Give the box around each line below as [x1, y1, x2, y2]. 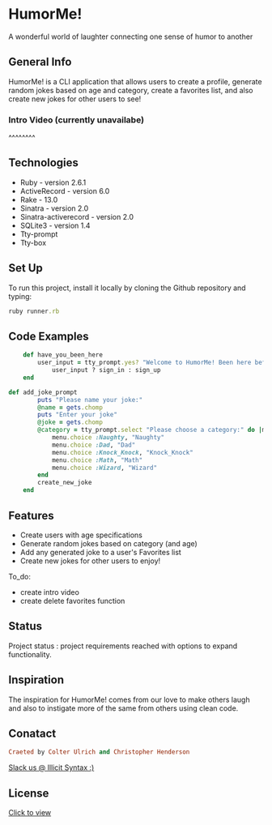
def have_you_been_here [23, 351, 104, 359]
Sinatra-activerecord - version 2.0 [19, 212, 134, 221]
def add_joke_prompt [8, 388, 79, 396]
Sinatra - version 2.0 [19, 203, 89, 213]
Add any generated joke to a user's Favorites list [19, 547, 182, 557]
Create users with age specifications [19, 530, 143, 540]
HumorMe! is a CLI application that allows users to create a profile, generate [8, 76, 262, 86]
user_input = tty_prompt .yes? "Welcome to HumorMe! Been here [37, 358, 252, 367]
